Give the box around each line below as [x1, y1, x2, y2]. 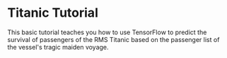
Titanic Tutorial [7, 5, 99, 21]
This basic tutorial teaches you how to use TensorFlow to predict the [7, 28, 207, 36]
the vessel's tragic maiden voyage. [7, 43, 109, 51]
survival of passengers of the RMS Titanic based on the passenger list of [7, 35, 220, 43]
